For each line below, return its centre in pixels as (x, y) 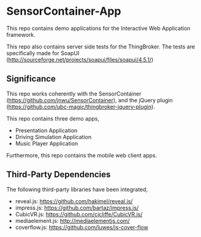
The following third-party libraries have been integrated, (77, 189)
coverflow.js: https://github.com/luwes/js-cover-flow (82, 227)
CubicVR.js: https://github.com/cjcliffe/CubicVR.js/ (79, 214)
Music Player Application (47, 143)
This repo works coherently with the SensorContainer (74, 94)
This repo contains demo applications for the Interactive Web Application (99, 28)
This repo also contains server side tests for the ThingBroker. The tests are (101, 47)
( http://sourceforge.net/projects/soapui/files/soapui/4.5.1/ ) (80, 59)
